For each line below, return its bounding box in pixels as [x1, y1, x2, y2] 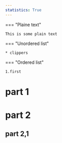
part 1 [5, 86, 29, 98]
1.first [5, 69, 22, 74]
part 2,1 [5, 130, 29, 138]
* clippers [5, 50, 28, 55]
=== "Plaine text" [5, 21, 41, 28]
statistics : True [5, 7, 42, 13]
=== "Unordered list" [5, 40, 49, 46]
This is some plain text [5, 31, 57, 36]
